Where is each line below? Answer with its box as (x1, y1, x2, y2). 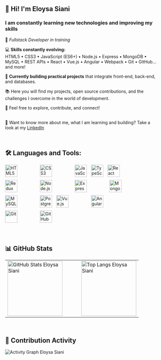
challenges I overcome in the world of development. (5, 95, 110, 101)
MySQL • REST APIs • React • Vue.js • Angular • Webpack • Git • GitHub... (5, 59, 157, 64)
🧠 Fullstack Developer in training (5, 37, 71, 42)
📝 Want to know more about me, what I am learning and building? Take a (5, 119, 150, 125)
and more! (5, 64, 26, 70)
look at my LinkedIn (5, 125, 44, 130)
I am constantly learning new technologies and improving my (5, 20, 153, 26)
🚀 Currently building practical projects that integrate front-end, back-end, (5, 73, 156, 79)
